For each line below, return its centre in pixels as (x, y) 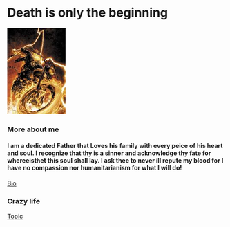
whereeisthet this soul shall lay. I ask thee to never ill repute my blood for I (115, 161)
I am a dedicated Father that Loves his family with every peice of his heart (115, 146)
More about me (33, 129)
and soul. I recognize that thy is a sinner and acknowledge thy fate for (109, 153)
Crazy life (23, 201)
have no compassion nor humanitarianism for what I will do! (95, 168)
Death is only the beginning (87, 13)
